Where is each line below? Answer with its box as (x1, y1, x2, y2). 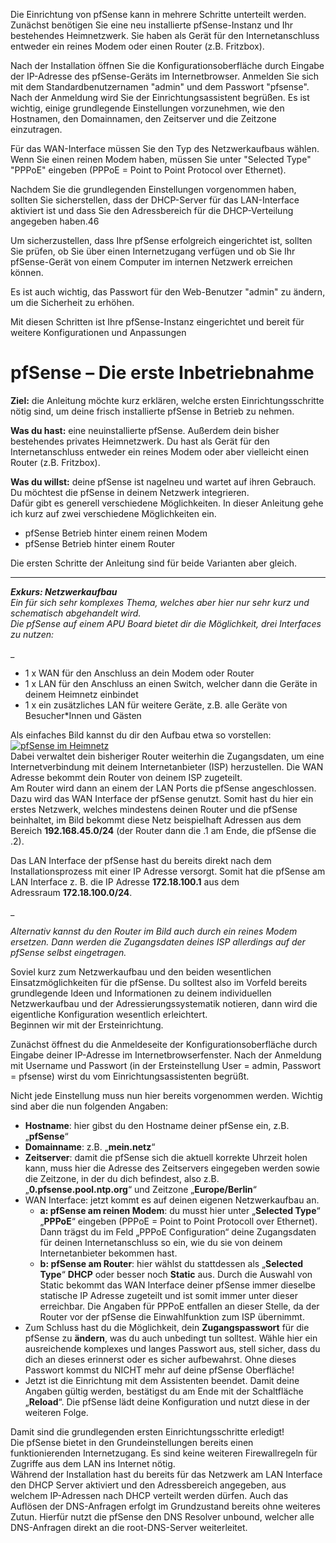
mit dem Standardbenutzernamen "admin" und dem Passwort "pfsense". (10, 81, 310, 93)
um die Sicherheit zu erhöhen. (10, 297, 135, 308)
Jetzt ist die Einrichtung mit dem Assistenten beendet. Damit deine (24, 1374, 300, 1386)
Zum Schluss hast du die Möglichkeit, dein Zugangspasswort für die (24, 1321, 310, 1333)
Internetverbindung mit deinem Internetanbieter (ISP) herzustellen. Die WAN (10, 760, 324, 773)
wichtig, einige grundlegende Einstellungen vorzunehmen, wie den (10, 102, 285, 114)
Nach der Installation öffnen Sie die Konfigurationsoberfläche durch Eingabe (10, 60, 325, 71)
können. (10, 267, 44, 278)
